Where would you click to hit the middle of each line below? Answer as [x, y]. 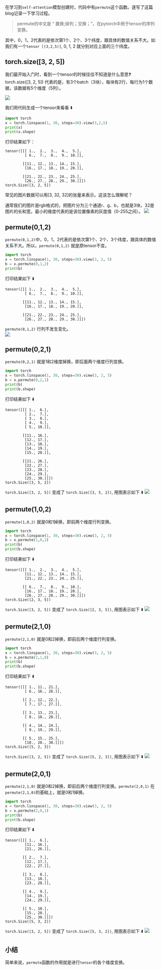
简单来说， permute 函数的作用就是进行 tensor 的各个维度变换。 [66, 962]
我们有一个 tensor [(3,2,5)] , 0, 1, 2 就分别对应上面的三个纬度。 [69, 46]
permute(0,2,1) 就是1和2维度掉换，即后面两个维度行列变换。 [66, 362]
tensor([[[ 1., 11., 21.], [32, 687]
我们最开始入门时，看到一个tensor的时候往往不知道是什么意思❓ [68, 74]
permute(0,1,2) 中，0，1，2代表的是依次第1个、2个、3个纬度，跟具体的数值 [81, 240]
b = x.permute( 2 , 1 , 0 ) [27, 657]
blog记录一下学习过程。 [29, 13]
